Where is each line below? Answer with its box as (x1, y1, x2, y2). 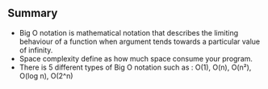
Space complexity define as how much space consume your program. (19, 53, 253, 63)
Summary (7, 6, 58, 20)
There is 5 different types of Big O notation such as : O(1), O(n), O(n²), (19, 62, 252, 72)
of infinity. (19, 44, 53, 55)
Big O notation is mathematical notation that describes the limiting (19, 28, 239, 37)
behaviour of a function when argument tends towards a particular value (19, 36, 260, 46)
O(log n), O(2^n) (19, 70, 73, 80)
